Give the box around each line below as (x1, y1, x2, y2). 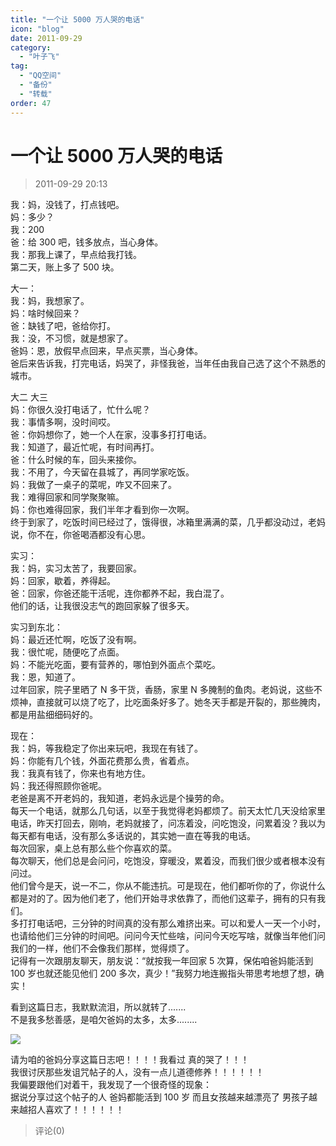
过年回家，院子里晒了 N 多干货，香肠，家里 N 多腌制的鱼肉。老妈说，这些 (10, 684, 314, 696)
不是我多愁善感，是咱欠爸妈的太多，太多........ (10, 1014, 198, 1026)
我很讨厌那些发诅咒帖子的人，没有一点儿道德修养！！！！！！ (10, 1066, 265, 1078)
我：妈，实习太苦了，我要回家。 (10, 562, 142, 575)
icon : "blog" (10, 24, 65, 34)
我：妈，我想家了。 (10, 295, 90, 307)
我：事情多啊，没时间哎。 (10, 416, 116, 428)
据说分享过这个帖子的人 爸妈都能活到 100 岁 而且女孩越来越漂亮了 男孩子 (10, 1091, 310, 1103)
